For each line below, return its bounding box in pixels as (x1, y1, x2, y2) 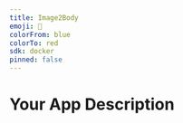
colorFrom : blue (9, 30, 71, 39)
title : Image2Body (9, 13, 79, 23)
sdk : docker (9, 47, 54, 56)
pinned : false (9, 55, 63, 64)
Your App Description (9, 94, 175, 115)
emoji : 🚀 (9, 22, 43, 31)
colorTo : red (9, 38, 59, 48)
